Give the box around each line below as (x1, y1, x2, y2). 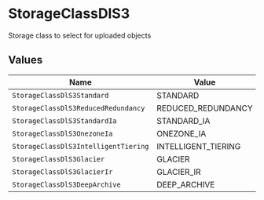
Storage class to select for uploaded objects (8, 31, 152, 40)
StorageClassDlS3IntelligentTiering (12, 142, 149, 151)
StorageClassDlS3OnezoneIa (12, 129, 113, 138)
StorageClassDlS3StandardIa (12, 116, 117, 125)
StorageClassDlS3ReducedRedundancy (12, 104, 145, 112)
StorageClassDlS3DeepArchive (12, 180, 121, 189)
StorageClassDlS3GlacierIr (12, 167, 113, 176)
